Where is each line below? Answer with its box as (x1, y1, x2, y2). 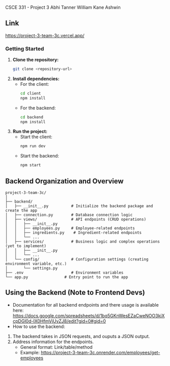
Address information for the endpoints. (12, 339, 94, 345)
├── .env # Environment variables (5, 270, 124, 276)
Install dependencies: (12, 76, 60, 82)
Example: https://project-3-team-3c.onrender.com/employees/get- (20, 349, 160, 355)
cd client (20, 91, 42, 96)
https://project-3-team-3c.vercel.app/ (5, 32, 85, 39)
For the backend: (20, 105, 56, 111)
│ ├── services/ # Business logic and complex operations (5, 239, 160, 244)
